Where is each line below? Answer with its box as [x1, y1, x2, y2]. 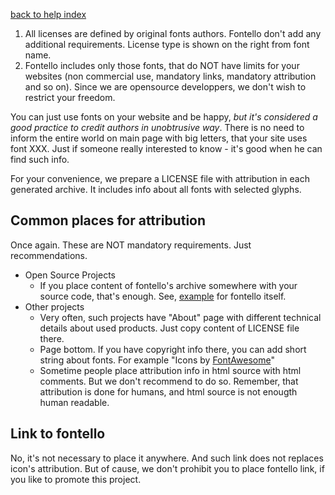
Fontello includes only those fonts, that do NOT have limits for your [24, 60, 300, 71]
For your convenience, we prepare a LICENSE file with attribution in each [10, 173, 311, 184]
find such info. [10, 154, 70, 165]
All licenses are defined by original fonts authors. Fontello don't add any [24, 28, 322, 39]
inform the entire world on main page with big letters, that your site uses [10, 132, 308, 144]
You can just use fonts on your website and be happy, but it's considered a [10, 111, 318, 123]
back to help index [10, 9, 87, 20]
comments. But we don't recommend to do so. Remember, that [39, 375, 299, 387]
